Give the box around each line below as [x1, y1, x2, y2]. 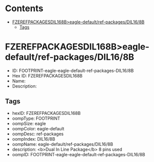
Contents [5, 3, 44, 14]
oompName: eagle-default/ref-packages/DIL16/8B [12, 141, 114, 147]
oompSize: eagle [12, 120, 46, 126]
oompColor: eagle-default [12, 126, 64, 131]
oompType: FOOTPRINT [12, 115, 60, 121]
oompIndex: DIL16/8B [12, 136, 55, 142]
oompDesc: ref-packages [12, 131, 64, 137]
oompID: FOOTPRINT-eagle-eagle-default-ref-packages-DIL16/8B [12, 151, 145, 157]
